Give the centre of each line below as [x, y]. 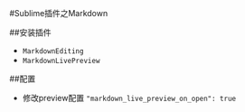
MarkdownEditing [53, 51]
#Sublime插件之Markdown [59, 13]
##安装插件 [30, 33]
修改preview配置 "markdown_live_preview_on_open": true [129, 98]
